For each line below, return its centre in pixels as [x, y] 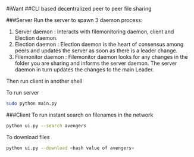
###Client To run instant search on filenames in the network [80, 115]
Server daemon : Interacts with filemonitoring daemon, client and [94, 32]
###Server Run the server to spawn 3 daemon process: [74, 20]
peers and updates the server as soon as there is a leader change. [96, 51]
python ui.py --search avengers [46, 125]
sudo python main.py [32, 103]
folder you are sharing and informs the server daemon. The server [96, 63]
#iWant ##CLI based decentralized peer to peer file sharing [79, 9]
